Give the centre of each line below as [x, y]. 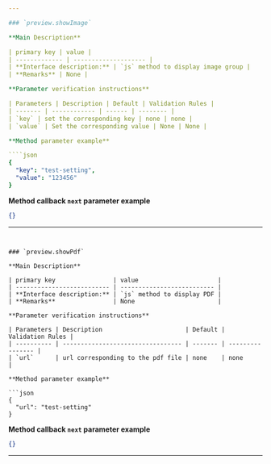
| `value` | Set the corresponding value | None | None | [108, 126]
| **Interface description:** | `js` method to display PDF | [115, 294]
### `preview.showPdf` [46, 252]
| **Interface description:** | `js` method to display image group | [129, 67]
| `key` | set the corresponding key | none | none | [101, 119]
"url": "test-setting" [54, 407]
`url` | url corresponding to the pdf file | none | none [129, 357]
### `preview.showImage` [50, 23]
